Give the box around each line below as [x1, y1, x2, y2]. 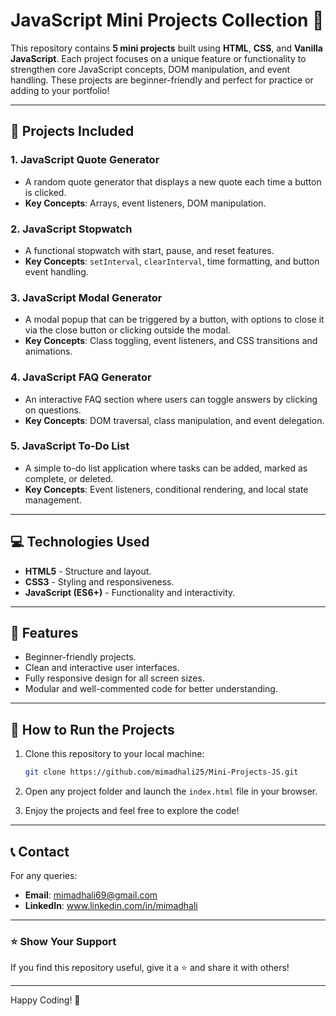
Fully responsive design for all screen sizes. [24, 672, 205, 684]
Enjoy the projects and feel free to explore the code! [24, 805, 240, 817]
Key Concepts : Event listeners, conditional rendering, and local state [24, 483, 309, 495]
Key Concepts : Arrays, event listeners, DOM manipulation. [24, 197, 267, 209]
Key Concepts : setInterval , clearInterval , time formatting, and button [24, 255, 320, 267]
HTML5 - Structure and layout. [24, 565, 152, 577]
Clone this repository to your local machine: [24, 748, 205, 760]
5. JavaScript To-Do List [10, 439, 130, 453]
